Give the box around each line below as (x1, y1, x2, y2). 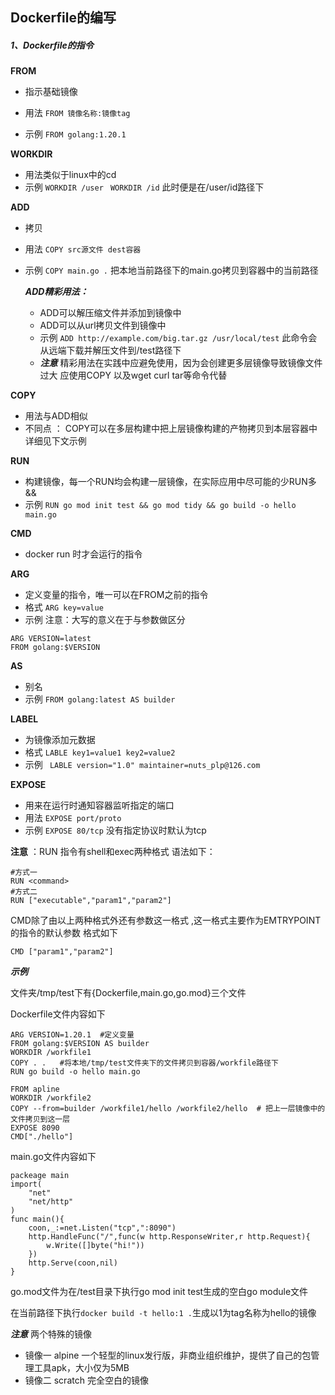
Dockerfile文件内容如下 (10, 1008, 106, 1020)
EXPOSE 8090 (10, 1123, 60, 1133)
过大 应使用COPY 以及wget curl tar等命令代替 (39, 369, 228, 382)
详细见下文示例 (24, 435, 87, 447)
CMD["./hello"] (10, 1132, 74, 1142)
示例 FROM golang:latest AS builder (24, 693, 176, 705)
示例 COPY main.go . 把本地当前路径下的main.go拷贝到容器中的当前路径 (24, 264, 319, 277)
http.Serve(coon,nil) (28, 1258, 118, 1268)
